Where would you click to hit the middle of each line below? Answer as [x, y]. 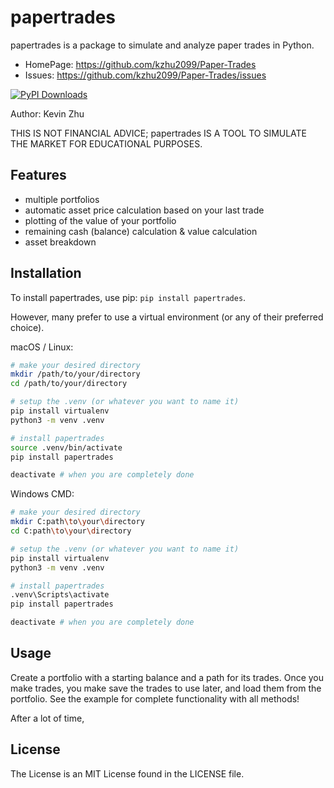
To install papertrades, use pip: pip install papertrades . [128, 297]
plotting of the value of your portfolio [100, 220]
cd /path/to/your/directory [69, 384]
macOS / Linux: [42, 347]
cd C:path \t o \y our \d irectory [71, 531]
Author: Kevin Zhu [47, 113]
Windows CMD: [42, 494]
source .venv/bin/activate [66, 447]
